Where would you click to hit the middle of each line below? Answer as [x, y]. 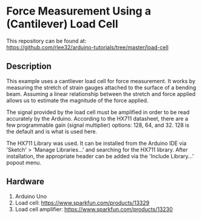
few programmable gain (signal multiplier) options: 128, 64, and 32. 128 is [98, 125]
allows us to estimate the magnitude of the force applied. [77, 100]
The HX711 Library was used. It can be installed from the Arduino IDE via [96, 143]
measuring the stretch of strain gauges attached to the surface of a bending [101, 87]
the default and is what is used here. [52, 131]
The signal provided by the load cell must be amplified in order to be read [98, 112]
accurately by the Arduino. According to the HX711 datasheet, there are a [97, 118]
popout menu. [24, 163]
